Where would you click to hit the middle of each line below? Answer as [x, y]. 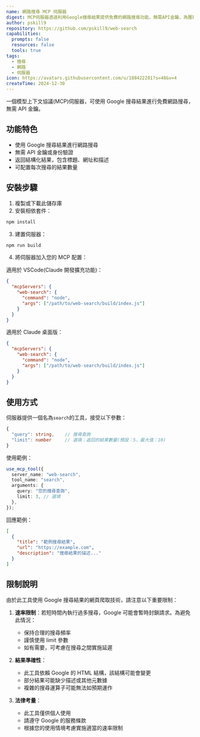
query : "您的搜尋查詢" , [43, 491]
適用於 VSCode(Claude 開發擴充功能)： [54, 270]
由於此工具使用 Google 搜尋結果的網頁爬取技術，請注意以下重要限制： [92, 599]
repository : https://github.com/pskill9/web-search [71, 28]
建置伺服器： [30, 234]
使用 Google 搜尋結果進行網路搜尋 [57, 145]
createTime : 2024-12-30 [36, 84]
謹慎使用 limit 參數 [46, 640]
